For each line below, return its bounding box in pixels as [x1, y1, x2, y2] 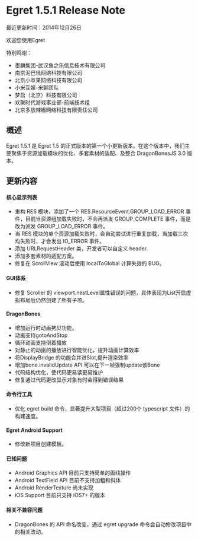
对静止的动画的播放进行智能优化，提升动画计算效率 [14, 346, 139, 354]
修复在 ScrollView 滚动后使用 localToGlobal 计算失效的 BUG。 [14, 260, 165, 267]
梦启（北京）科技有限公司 [14, 91, 77, 98]
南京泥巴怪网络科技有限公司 [14, 69, 83, 76]
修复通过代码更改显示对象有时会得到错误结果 [14, 376, 124, 383]
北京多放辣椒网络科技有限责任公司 [14, 106, 98, 113]
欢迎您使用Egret [6, 36, 46, 43]
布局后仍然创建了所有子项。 [20, 296, 87, 303]
